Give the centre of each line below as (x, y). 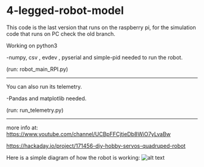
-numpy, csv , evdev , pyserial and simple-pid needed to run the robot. (95, 57)
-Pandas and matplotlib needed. (46, 98)
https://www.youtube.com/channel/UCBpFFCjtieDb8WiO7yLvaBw (89, 134)
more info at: (22, 128)
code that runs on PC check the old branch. (61, 33)
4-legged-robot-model (65, 11)
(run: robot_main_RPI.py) (37, 69)
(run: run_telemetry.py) (35, 110)
